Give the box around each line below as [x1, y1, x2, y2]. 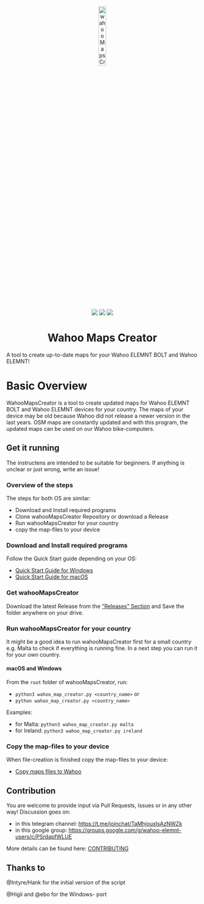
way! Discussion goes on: [6, 808, 71, 815]
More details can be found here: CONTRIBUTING [6, 845, 129, 852]
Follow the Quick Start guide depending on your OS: [6, 555, 137, 562]
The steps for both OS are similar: [6, 494, 91, 502]
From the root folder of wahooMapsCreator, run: [6, 679, 128, 686]
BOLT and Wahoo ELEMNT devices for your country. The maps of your [6, 405, 184, 413]
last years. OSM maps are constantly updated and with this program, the [6, 418, 188, 426]
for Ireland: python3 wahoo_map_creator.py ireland [15, 727, 142, 734]
